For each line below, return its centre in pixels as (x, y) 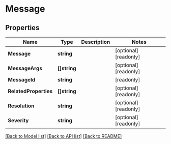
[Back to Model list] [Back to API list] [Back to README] (64, 136)
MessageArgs (25, 68)
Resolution (21, 106)
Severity (18, 120)
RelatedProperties (30, 91)
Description (96, 42)
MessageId (22, 80)
